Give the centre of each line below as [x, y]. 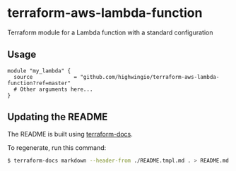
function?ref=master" [39, 83]
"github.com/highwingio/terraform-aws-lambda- [150, 77]
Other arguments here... [57, 89]
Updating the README [58, 117]
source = [46, 77]
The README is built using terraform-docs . [70, 134]
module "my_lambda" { [39, 71]
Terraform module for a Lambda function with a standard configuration [110, 32]
